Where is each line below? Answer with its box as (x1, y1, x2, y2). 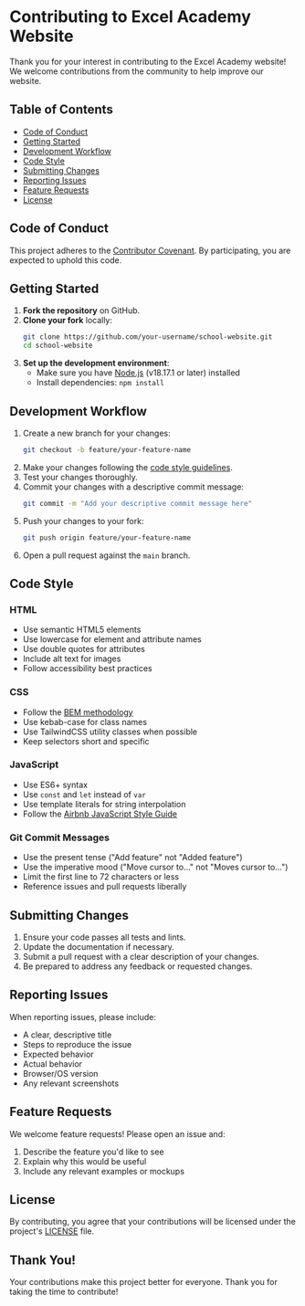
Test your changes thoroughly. (22, 471, 139, 482)
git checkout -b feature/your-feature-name (22, 445, 192, 454)
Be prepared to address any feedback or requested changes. (22, 961, 253, 972)
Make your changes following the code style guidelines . (22, 461, 233, 472)
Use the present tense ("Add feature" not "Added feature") (22, 852, 244, 863)
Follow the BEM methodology (22, 706, 134, 718)
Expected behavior (22, 1048, 94, 1059)
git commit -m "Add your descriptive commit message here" (22, 499, 253, 508)
